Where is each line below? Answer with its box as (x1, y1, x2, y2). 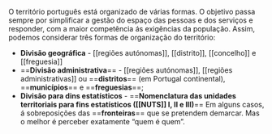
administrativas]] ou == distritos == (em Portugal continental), (19, 74, 226, 83)
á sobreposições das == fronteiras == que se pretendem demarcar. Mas (19, 108, 260, 118)
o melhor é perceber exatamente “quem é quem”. (19, 117, 185, 126)
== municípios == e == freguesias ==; (19, 82, 145, 92)
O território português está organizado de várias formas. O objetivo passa (8, 7, 256, 16)
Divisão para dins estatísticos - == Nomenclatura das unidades (19, 91, 237, 100)
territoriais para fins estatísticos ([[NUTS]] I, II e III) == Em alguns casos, (19, 100, 265, 109)
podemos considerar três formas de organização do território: (8, 32, 216, 42)
